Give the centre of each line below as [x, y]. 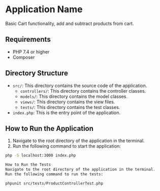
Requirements [28, 39]
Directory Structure [37, 73]
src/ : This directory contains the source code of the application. [80, 86]
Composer [24, 57]
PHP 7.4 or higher [31, 51]
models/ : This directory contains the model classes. [74, 96]
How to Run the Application [50, 128]
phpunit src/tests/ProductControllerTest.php [54, 183]
